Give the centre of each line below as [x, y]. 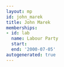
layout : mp [19, 11]
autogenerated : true [31, 55]
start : [19, 44]
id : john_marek [24, 17]
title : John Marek [28, 22]
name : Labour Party [35, 38]
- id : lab [18, 33]
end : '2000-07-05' [34, 50]
